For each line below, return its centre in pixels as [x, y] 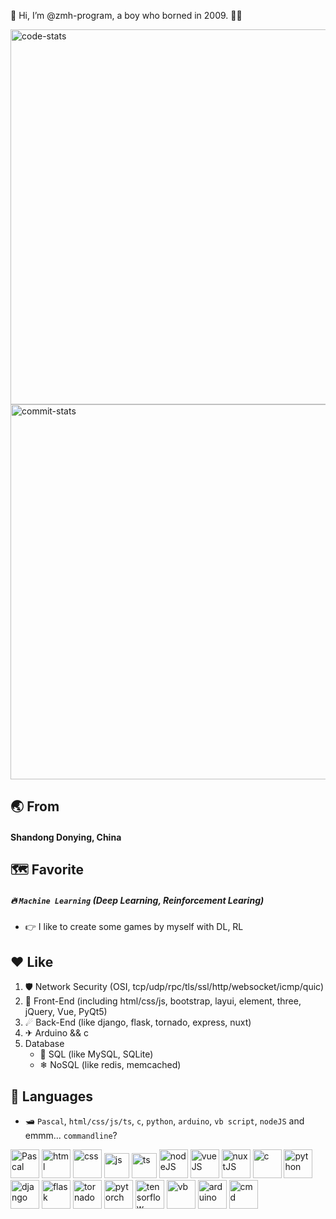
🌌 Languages [51, 1096]
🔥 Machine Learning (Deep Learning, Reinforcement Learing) [137, 900]
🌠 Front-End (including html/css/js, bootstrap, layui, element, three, [163, 1001]
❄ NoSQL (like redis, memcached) [110, 1065]
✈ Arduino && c [56, 1033]
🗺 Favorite [47, 870]
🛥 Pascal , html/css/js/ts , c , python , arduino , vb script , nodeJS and [164, 1121]
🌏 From [35, 806]
